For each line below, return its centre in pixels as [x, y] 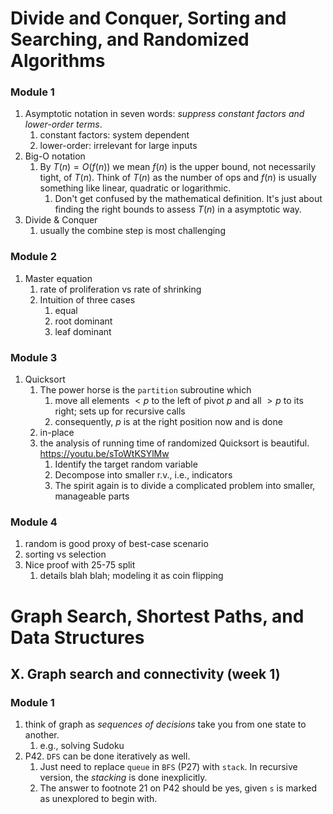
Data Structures [77, 637]
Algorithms [58, 61]
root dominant [83, 321]
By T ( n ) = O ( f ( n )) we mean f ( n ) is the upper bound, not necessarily [178, 167]
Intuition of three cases [87, 299]
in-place [57, 433]
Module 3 [34, 357]
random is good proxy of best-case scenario [116, 544]
